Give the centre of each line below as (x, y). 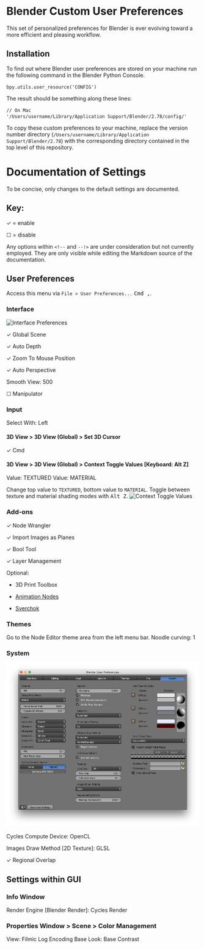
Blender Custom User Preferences (95, 11)
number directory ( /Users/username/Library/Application (78, 134)
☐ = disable (21, 235)
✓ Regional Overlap (31, 860)
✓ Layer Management (34, 561)
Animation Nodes (37, 596)
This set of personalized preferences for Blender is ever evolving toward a (100, 28)
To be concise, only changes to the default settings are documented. (93, 189)
